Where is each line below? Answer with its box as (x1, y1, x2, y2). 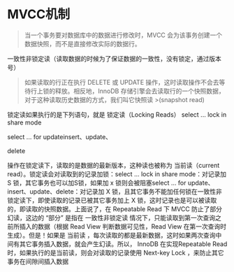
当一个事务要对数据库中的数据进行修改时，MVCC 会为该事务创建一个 (24, 31, 223, 39)
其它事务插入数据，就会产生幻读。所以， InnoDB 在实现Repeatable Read (19, 239, 228, 248)
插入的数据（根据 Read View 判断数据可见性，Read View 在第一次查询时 (19, 222, 227, 231)
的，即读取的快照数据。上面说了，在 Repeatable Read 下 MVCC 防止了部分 (7, 204, 222, 213)
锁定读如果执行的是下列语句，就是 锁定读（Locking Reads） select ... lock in (7, 110, 227, 119)
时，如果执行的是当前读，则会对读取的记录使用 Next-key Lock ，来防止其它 (7, 248, 224, 257)
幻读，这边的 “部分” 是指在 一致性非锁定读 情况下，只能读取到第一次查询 (7, 213, 216, 222)
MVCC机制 (7, 6, 71, 22)
